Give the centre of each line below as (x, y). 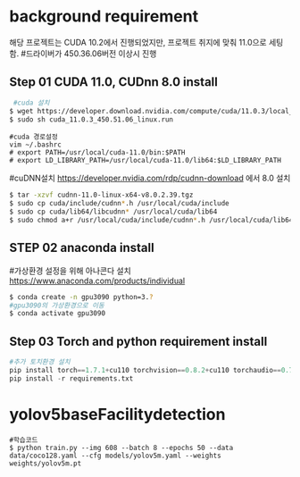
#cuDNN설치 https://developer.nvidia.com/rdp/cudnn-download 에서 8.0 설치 (150, 178)
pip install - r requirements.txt (71, 378)
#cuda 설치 (32, 103)
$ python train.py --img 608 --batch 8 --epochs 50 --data (121, 448)
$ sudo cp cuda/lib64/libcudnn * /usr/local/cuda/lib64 (113, 212)
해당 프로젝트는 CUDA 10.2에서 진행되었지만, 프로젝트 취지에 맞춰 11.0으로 (138, 42)
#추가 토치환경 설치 (40, 362)
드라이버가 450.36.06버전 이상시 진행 (91, 53)
